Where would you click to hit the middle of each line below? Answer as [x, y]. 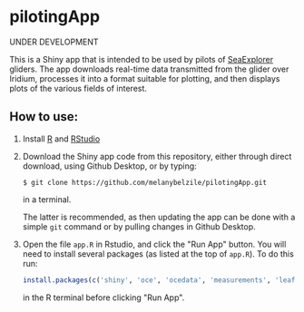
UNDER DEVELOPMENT [54, 42]
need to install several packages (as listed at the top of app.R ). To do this [158, 253]
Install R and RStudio [61, 139]
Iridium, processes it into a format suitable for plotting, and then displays [145, 78]
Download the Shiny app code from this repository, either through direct [157, 156]
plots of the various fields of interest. [78, 88]
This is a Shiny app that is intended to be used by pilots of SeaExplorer [142, 59]
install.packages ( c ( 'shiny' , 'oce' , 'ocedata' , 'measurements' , [147, 280]
